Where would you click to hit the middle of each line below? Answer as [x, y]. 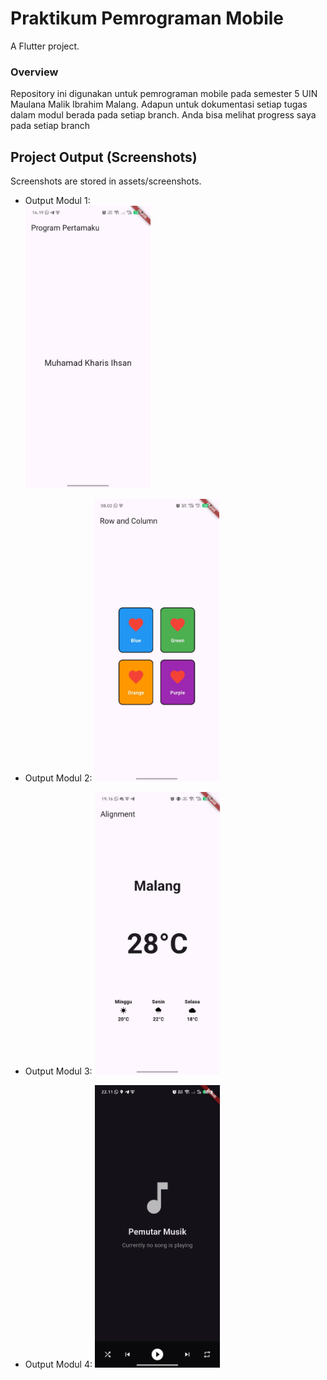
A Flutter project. [45, 46]
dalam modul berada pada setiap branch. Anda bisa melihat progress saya [163, 115]
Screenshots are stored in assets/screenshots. [106, 181]
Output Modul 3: [58, 1071]
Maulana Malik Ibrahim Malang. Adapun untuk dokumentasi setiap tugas [159, 104]
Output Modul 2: [58, 778]
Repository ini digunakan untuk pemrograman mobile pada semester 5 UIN [164, 94]
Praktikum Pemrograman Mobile [147, 18]
